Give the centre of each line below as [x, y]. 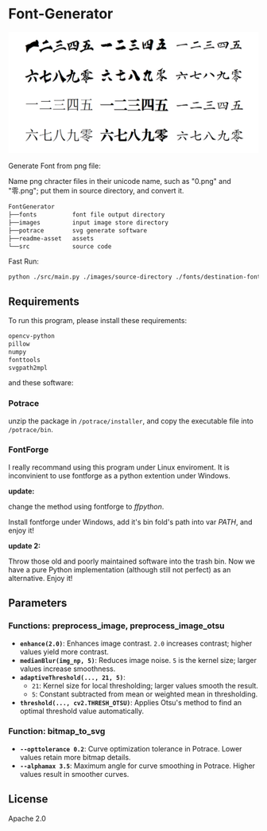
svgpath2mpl [28, 368]
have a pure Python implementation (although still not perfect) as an [120, 569]
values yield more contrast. [64, 652]
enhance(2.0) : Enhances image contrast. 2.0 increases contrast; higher [136, 643]
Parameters [38, 603]
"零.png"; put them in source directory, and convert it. [96, 190]
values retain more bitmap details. [75, 757]
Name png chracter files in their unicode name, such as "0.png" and [120, 181]
